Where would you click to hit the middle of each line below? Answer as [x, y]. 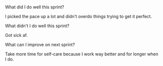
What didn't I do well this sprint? [37, 26]
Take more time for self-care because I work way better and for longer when [82, 54]
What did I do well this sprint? [35, 7]
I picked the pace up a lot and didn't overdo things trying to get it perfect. [79, 16]
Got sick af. [17, 35]
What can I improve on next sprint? [40, 45]
